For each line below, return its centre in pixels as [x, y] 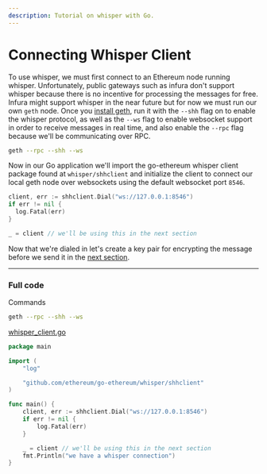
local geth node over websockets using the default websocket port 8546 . [127, 183]
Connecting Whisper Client [100, 54]
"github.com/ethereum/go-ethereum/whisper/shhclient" [113, 383]
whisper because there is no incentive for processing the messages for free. [133, 94]
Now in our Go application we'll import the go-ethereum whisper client [123, 166]
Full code [26, 285]
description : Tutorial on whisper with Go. [81, 15]
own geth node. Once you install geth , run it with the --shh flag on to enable [132, 110]
